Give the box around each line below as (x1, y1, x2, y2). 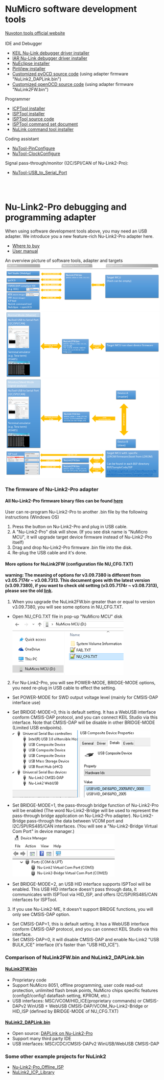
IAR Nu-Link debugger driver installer (12, 55, 88, 61)
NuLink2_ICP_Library (12, 1069, 55, 1075)
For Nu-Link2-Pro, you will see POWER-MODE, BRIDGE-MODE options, (12, 679, 156, 685)
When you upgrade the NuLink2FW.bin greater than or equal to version (12, 598, 155, 604)
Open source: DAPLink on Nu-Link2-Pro (12, 1030, 93, 1036)
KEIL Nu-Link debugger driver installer (12, 50, 90, 56)
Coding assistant (5, 136, 39, 142)
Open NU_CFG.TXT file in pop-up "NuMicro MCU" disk (12, 613, 123, 619)
